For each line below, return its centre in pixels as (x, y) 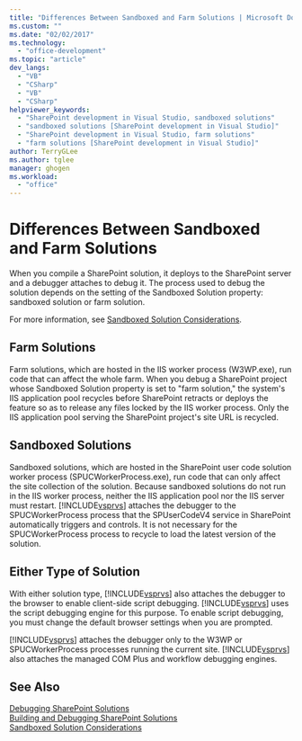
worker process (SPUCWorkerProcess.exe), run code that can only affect (145, 477)
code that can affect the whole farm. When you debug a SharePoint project (148, 379)
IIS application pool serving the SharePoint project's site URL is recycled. (144, 417)
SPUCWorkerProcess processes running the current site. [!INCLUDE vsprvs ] (150, 649)
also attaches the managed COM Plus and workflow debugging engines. (143, 658)
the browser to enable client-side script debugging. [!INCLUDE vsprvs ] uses (149, 603)
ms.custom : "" (36, 26)
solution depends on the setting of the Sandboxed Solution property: (136, 292)
